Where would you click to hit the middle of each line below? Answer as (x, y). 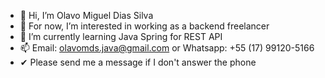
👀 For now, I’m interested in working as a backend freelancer (144, 26)
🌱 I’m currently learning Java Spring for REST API (121, 36)
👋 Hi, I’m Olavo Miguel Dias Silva (86, 15)
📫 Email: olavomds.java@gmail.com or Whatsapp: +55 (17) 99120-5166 (167, 48)
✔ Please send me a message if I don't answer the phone (138, 62)
